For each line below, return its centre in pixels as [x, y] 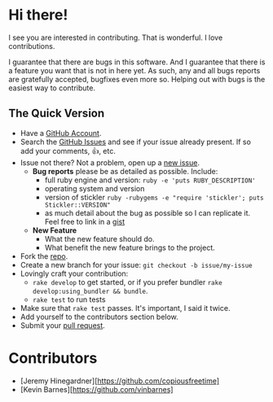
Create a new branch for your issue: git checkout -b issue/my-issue [136, 264]
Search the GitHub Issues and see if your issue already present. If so [135, 142]
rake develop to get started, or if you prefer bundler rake [127, 282]
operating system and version [95, 188]
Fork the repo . [44, 256]
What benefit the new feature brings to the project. [130, 247]
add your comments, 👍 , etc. [68, 151]
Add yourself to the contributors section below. [99, 317]
